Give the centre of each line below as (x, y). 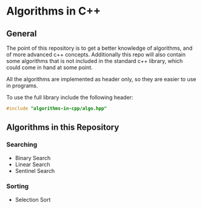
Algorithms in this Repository (63, 128)
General (22, 34)
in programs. (22, 86)
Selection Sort (33, 200)
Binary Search (33, 158)
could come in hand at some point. (49, 67)
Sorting (18, 186)
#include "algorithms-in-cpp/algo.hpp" (57, 109)
